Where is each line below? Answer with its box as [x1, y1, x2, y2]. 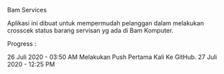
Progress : [7, 40, 37, 47]
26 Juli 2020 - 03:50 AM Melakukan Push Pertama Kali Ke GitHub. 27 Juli [7, 53, 217, 61]
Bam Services [7, 6, 47, 14]
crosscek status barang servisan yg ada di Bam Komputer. [7, 27, 174, 34]
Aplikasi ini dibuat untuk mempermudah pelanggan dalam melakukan [7, 19, 205, 27]
